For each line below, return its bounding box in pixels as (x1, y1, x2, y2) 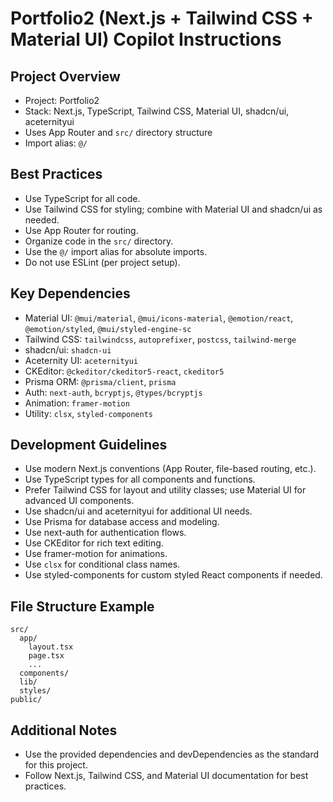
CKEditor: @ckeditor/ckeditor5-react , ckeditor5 (24, 365, 225, 377)
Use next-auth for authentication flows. (24, 527, 187, 539)
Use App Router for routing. (24, 224, 139, 236)
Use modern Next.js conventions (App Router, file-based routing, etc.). (24, 463, 317, 475)
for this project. (24, 759, 88, 771)
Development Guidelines (10, 437, 168, 454)
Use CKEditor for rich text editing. (24, 537, 164, 549)
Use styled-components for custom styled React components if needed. (24, 569, 323, 581)
